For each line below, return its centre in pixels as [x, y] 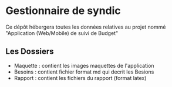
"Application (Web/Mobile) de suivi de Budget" [62, 33]
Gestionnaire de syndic [63, 11]
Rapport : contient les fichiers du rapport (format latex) [80, 78]
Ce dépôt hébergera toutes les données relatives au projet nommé [86, 27]
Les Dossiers [30, 52]
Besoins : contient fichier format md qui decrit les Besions [84, 72]
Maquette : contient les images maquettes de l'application [84, 65]
